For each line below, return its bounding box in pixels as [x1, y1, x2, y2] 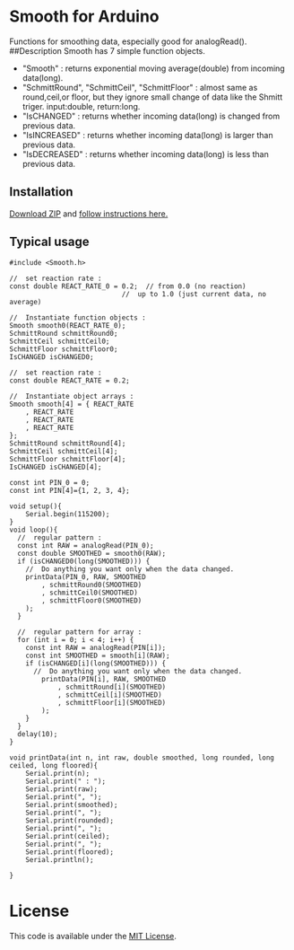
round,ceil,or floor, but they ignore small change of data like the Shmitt [22, 92, 283, 102]
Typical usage [9, 234, 90, 250]
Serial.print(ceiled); [25, 831, 110, 840]
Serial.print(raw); [25, 784, 99, 794]
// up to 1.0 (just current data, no [121, 289, 267, 298]
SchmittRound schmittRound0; [9, 329, 118, 338]
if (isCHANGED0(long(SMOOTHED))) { [17, 557, 151, 566]
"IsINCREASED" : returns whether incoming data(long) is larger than [22, 129, 273, 140]
